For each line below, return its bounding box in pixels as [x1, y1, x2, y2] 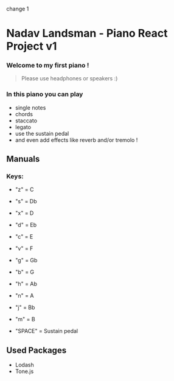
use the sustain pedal [15, 130, 69, 137]
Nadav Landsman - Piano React [6, 27, 169, 40]
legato [15, 123, 32, 130]
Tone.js [15, 368, 34, 375]
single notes [15, 103, 46, 111]
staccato [15, 117, 38, 124]
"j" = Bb [15, 304, 35, 311]
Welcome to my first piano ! [6, 61, 89, 69]
